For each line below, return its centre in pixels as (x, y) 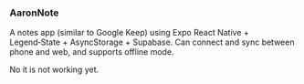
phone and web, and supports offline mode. (92, 52)
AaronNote (34, 13)
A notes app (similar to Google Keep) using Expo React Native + (129, 33)
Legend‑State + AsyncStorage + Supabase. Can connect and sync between (152, 42)
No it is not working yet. (54, 69)
